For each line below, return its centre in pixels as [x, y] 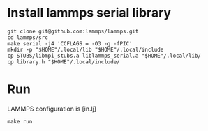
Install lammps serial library [89, 13]
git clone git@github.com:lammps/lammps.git [73, 31]
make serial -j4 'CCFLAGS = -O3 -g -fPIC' [70, 43]
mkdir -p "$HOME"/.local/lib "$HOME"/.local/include [86, 49]
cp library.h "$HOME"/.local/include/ [64, 62]
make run [20, 121]
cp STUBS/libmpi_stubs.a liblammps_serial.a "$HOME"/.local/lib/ [104, 56]
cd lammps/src [28, 37]
